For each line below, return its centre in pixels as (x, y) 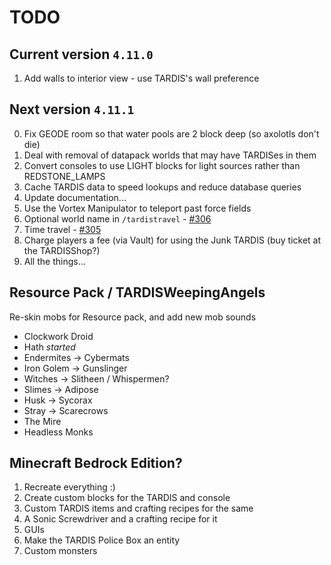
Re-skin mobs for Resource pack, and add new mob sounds (133, 317)
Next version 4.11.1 (72, 109)
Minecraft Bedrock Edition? (96, 463)
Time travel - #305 (62, 229)
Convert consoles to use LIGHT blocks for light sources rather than (162, 165)
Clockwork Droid (58, 336)
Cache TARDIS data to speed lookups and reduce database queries (162, 187)
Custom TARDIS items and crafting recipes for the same (138, 508)
